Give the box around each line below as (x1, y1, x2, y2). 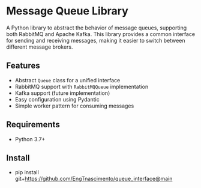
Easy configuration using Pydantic (14, 96, 100, 103)
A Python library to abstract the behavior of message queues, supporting (6, 24, 187, 31)
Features (6, 61, 40, 71)
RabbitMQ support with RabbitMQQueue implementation (14, 83, 149, 90)
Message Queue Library (6, 4, 129, 18)
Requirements (6, 120, 60, 130)
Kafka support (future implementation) (14, 89, 110, 97)
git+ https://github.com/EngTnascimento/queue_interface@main (14, 175, 173, 183)
